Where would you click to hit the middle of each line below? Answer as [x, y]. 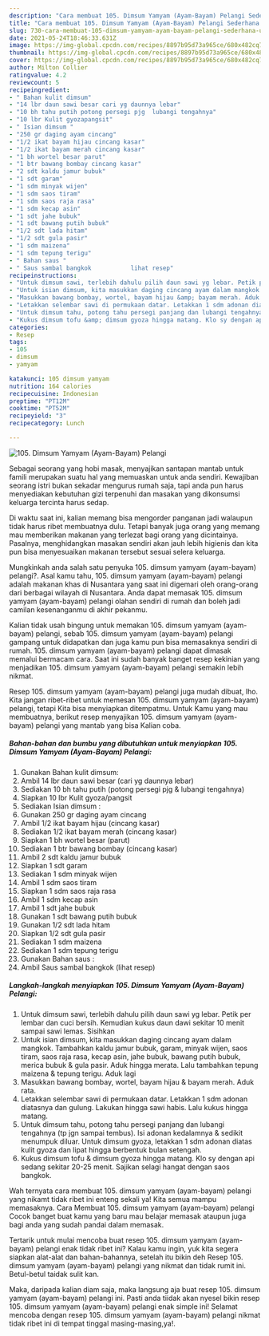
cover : [20, 61]
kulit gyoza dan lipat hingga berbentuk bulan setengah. [111, 1149]
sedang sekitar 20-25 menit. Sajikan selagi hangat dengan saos [125, 1167]
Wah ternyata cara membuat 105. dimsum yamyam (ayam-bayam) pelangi [131, 1191]
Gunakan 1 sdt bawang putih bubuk [79, 916]
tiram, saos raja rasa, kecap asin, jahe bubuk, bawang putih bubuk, [131, 1056]
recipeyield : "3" [38, 416]
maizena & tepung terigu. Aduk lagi [78, 1073]
